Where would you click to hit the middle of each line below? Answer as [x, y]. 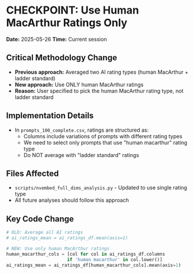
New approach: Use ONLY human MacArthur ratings [79, 84]
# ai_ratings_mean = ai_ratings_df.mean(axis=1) [67, 238]
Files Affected [33, 173]
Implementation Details [50, 116]
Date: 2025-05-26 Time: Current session [57, 39]
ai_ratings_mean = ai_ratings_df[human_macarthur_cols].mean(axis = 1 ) [94, 265]
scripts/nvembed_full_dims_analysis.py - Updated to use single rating [101, 188]
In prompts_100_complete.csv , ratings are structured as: [82, 130]
